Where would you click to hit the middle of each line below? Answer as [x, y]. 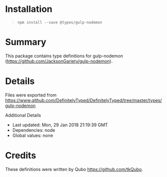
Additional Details [23, 115]
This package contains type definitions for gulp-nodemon [64, 56]
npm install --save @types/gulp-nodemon [60, 22]
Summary [26, 42]
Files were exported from [31, 95]
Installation [29, 9]
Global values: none [33, 135]
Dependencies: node [34, 130]
